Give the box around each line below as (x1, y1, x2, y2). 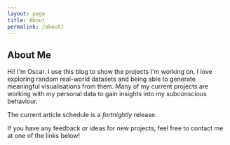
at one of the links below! (7, 132, 81, 140)
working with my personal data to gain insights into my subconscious (7, 90, 207, 98)
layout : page (7, 10, 46, 17)
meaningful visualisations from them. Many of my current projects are (7, 82, 209, 91)
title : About (7, 17, 46, 24)
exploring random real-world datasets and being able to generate (7, 75, 196, 84)
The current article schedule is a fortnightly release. (7, 111, 157, 119)
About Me (7, 49, 51, 61)
